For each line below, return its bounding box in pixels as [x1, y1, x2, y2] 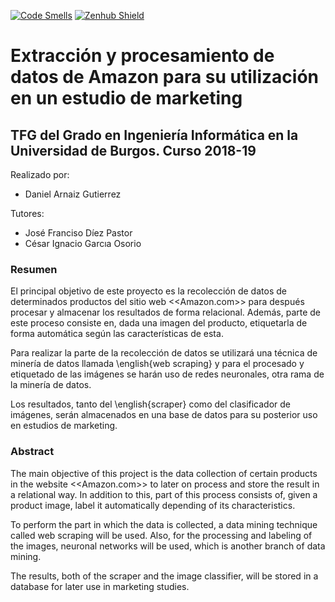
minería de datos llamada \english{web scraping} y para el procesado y [10, 358, 305, 370]
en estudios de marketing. [10, 420, 118, 432]
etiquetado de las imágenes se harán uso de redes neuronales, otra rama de [10, 368, 325, 380]
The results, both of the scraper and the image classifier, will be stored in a [10, 570, 319, 582]
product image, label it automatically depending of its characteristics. [10, 499, 296, 511]
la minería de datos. [10, 379, 92, 391]
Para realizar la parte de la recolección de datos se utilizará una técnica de [10, 347, 318, 359]
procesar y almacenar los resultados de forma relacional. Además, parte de [10, 306, 322, 319]
